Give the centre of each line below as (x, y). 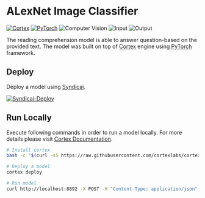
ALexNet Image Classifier (72, 11)
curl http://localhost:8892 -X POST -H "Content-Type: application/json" (102, 189)
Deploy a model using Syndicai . (46, 87)
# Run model (21, 183)
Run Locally (29, 118)
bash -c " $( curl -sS (33, 156)
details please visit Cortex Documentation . (59, 139)
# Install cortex (28, 150)
